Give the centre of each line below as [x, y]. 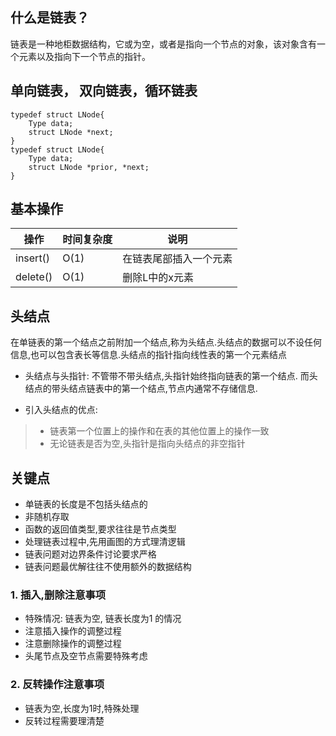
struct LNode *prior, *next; [89, 167]
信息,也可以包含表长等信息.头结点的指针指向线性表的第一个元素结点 [149, 355]
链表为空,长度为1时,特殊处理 [82, 708]
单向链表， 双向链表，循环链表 [104, 91]
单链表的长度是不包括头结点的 [86, 504]
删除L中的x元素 [158, 278]
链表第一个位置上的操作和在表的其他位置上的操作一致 [159, 431]
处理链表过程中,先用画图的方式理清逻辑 [105, 542]
